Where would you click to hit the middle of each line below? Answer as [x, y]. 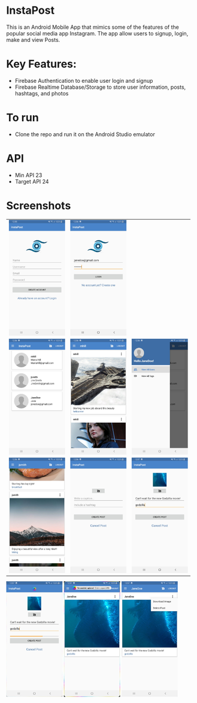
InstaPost [31, 10]
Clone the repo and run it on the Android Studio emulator [85, 134]
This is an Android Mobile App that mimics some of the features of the [93, 27]
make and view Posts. [33, 40]
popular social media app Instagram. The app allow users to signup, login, [97, 33]
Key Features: [41, 64]
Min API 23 [28, 175]
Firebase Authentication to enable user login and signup [84, 80]
